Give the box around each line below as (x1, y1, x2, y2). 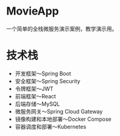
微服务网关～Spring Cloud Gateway (14, 107, 103, 115)
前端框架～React (14, 92, 56, 100)
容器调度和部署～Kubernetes (14, 123, 86, 130)
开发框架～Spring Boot (14, 70, 71, 77)
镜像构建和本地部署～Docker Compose (14, 115, 112, 123)
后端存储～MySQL (14, 100, 60, 107)
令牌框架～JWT (14, 85, 54, 92)
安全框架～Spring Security (14, 77, 80, 84)
